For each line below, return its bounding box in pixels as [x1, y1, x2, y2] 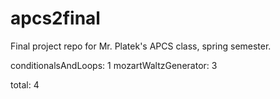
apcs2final [10, 7, 101, 30]
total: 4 [10, 78, 40, 91]
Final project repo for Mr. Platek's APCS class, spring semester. [10, 40, 272, 52]
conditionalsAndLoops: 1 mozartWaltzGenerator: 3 [10, 59, 218, 71]
